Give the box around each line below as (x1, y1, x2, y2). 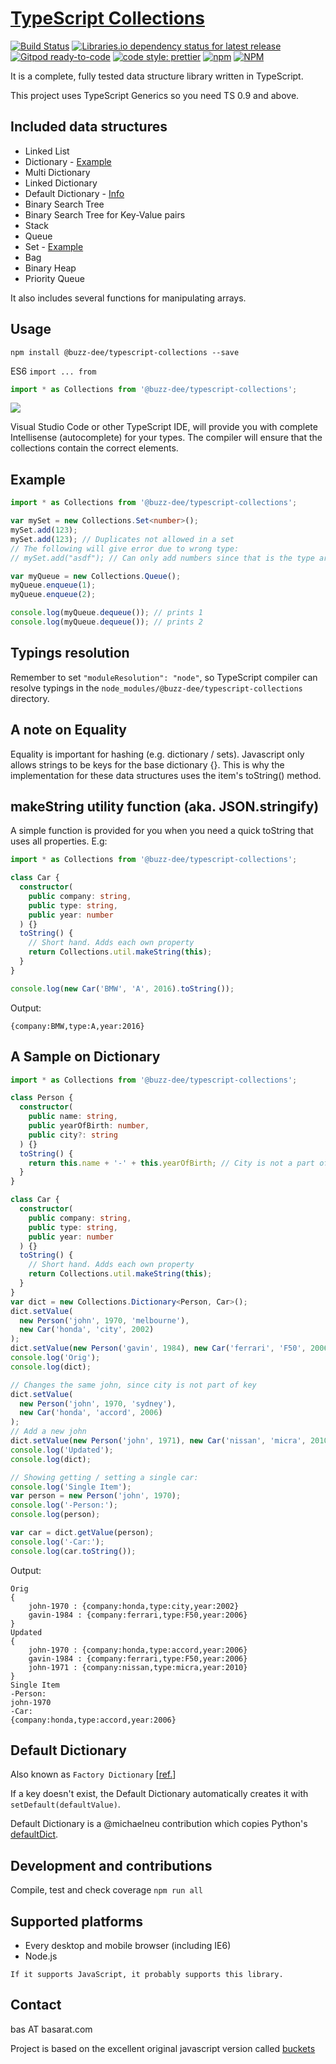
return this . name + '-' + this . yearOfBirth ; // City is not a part (28, 1158, 315, 1168)
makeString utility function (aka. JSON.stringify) (10, 798, 320, 815)
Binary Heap (24, 262, 77, 274)
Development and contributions (10, 1857, 213, 1874)
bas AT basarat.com (10, 2023, 93, 2035)
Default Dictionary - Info (24, 187, 125, 199)
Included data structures (10, 118, 168, 136)
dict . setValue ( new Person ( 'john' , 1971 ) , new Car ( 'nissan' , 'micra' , (10, 1436, 307, 1446)
